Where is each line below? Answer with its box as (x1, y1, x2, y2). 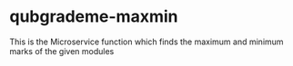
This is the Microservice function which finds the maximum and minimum (9, 36, 284, 47)
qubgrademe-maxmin (9, 6, 178, 27)
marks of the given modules (9, 45, 115, 56)
